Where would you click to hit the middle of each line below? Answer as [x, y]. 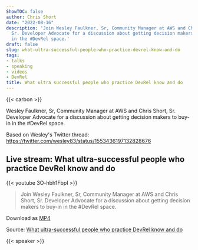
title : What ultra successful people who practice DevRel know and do [95, 83]
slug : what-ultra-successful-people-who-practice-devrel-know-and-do [93, 50]
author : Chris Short [32, 17]
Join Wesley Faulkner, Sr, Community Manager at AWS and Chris [99, 194]
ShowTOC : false [25, 11]
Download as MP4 [29, 218]
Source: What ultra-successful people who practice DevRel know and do [95, 229]
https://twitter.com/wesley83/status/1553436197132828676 [79, 141]
